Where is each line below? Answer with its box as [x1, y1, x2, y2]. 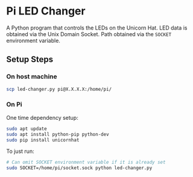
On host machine [6, 72, 57, 81]
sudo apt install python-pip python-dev [6, 131, 110, 137]
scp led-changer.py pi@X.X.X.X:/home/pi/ [6, 86, 112, 92]
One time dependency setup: [6, 114, 78, 121]
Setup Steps [6, 54, 53, 64]
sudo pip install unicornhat [6, 137, 80, 143]
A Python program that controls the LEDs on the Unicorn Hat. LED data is [6, 24, 188, 31]
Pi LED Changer [6, 4, 86, 18]
